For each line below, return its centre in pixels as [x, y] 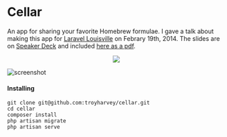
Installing [21, 88]
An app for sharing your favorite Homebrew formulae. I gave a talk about [111, 31]
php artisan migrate [37, 121]
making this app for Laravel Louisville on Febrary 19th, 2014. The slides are [113, 38]
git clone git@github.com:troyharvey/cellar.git [79, 103]
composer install [32, 115]
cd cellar [21, 109]
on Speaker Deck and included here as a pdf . [72, 46]
